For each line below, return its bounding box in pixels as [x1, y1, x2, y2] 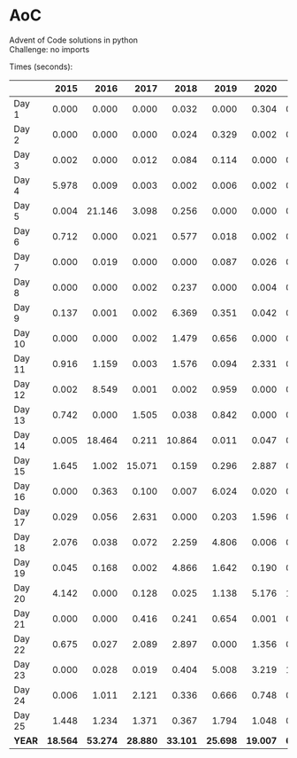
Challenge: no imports [9, 43, 90, 54]
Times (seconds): [9, 61, 73, 72]
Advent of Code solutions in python [9, 35, 139, 45]
